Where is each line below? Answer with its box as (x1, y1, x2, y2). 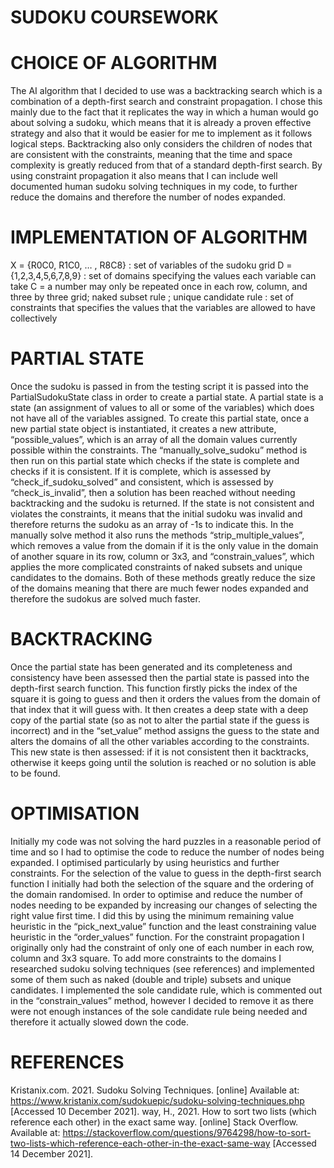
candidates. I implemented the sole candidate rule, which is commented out (10, 984, 323, 996)
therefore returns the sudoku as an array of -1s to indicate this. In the (10, 519, 295, 530)
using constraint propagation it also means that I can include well (10, 170, 278, 182)
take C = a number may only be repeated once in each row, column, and (10, 281, 308, 293)
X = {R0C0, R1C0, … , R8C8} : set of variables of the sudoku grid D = (10, 259, 293, 271)
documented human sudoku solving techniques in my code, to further (10, 181, 298, 193)
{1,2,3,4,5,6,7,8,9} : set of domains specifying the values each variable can (10, 270, 317, 282)
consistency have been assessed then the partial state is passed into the (10, 671, 310, 683)
